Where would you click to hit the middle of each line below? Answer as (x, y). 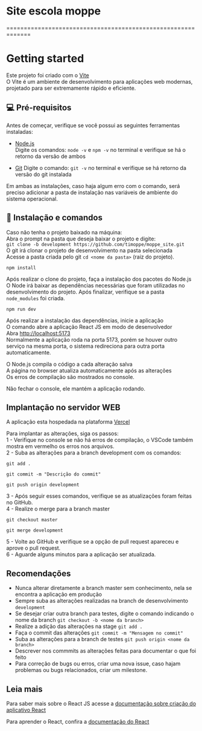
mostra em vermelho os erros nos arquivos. (60, 447)
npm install (21, 268)
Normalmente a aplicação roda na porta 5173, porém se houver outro (92, 339)
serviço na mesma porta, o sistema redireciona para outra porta (85, 346)
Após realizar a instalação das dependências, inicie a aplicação (85, 320)
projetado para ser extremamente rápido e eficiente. (71, 88)
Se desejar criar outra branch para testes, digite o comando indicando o (104, 613)
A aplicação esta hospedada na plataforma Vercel (68, 422)
